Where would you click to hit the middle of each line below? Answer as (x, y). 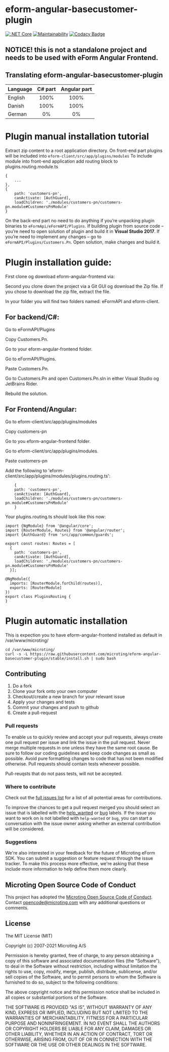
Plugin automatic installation (66, 621)
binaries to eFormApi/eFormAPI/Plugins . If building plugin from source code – (84, 226)
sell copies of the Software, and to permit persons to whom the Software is (83, 977)
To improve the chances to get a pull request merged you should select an (82, 807)
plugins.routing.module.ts (32, 167)
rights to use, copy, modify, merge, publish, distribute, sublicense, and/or (81, 971)
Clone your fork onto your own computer (55, 691)
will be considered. (25, 829)
